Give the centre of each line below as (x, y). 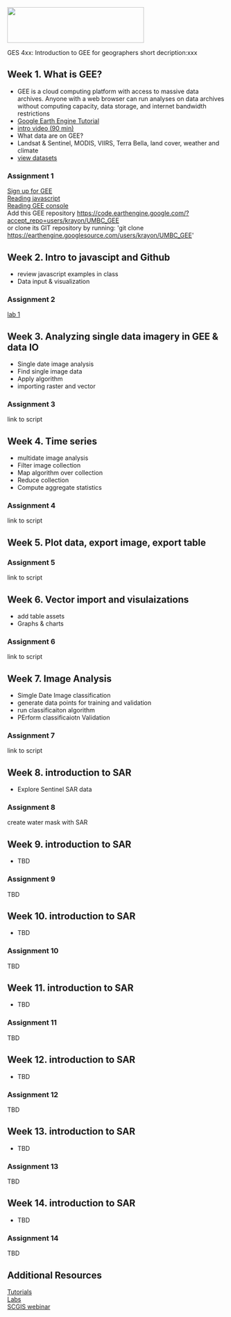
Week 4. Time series (52, 441)
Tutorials (20, 1292)
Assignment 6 (31, 641)
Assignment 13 (33, 1166)
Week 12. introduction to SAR (71, 1060)
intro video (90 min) (45, 128)
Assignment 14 (33, 1238)
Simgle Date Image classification (64, 696)
